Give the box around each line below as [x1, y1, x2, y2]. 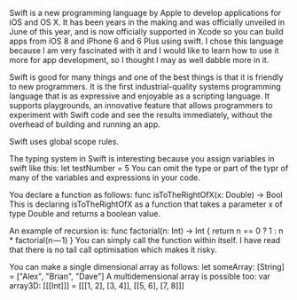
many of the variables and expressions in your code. [9, 172, 201, 183]
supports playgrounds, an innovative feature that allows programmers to [9, 100, 273, 110]
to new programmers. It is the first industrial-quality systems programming [9, 82, 281, 91]
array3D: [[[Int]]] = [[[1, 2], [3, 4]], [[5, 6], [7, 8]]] [9, 280, 184, 291]
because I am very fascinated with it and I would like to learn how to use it [9, 45, 279, 56]
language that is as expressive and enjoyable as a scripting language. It [9, 91, 270, 101]
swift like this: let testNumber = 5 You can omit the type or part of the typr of [9, 163, 289, 173]
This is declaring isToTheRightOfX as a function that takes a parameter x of [9, 199, 283, 209]
